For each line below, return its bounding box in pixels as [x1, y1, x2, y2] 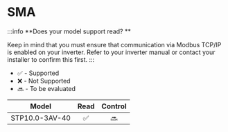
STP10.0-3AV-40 [10, 113, 71, 122]
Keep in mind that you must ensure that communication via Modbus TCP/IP [7, 40, 222, 49]
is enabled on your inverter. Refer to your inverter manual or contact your [7, 48, 216, 56]
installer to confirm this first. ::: [7, 55, 95, 63]
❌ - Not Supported [17, 76, 71, 85]
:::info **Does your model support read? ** [7, 27, 132, 35]
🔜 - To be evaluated [17, 84, 76, 92]
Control [101, 101, 127, 111]
